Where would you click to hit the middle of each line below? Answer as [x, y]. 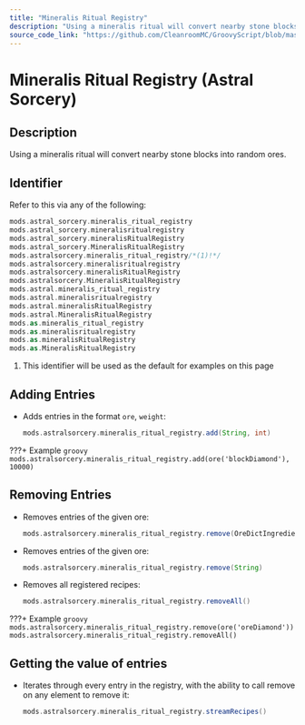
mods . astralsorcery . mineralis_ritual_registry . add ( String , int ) [147, 433]
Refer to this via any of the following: [78, 205]
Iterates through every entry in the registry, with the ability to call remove [159, 685]
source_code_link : [44, 35]
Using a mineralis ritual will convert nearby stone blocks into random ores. [148, 155]
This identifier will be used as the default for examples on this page [148, 366]
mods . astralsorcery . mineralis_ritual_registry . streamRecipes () [145, 712]
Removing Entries [60, 495]
